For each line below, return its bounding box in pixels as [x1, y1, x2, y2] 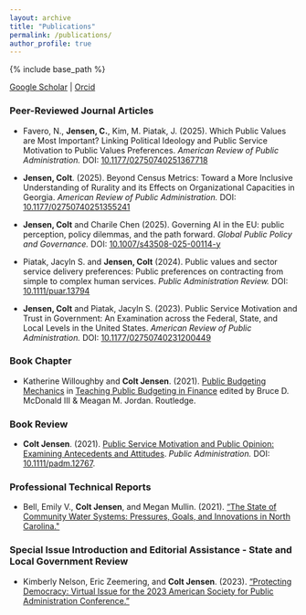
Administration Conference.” [22, 595, 130, 606]
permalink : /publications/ [9, 30, 112, 39]
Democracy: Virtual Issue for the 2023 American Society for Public [22, 586, 274, 597]
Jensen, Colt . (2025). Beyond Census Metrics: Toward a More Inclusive [22, 172, 294, 183]
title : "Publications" [9, 22, 96, 31]
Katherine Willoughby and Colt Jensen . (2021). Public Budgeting [22, 376, 267, 387]
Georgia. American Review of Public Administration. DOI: [22, 191, 237, 202]
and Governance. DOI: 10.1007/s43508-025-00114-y [22, 239, 221, 249]
